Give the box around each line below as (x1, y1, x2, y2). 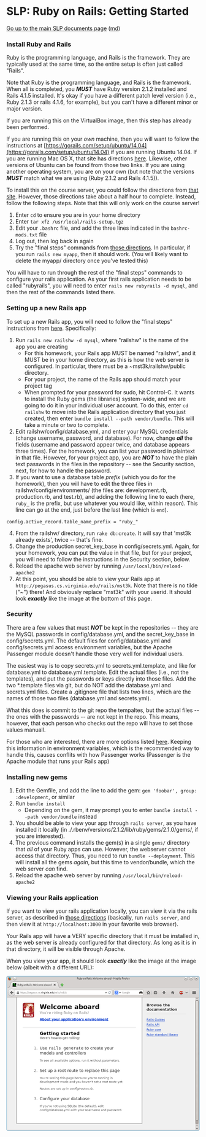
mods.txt (15, 232, 38, 238)
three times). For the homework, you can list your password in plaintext (15, 447, 195, 455)
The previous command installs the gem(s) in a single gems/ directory (15, 839, 190, 846)
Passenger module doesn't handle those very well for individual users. (6, 650, 184, 657)
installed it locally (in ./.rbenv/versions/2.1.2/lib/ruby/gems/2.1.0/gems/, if (15, 826, 199, 834)
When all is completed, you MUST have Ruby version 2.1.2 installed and (6, 85, 187, 93)
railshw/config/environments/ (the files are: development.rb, (15, 486, 167, 494)
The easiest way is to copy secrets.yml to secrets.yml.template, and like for (6, 662, 196, 669)
